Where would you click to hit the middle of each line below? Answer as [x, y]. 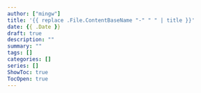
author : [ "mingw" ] [34, 14]
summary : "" [24, 46]
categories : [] [29, 59]
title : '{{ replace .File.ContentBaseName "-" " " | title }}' [101, 20]
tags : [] [20, 53]
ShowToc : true [28, 72]
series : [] [23, 66]
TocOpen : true [28, 79]
